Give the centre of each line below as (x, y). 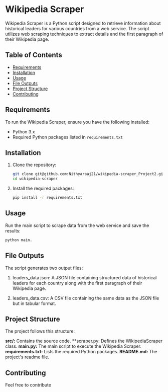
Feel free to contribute (28, 385)
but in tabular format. (34, 303)
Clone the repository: (34, 165)
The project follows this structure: (40, 331)
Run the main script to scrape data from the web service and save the (77, 225)
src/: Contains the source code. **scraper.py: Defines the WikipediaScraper (84, 341)
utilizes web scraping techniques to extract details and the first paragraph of (84, 34)
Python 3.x (24, 131)
